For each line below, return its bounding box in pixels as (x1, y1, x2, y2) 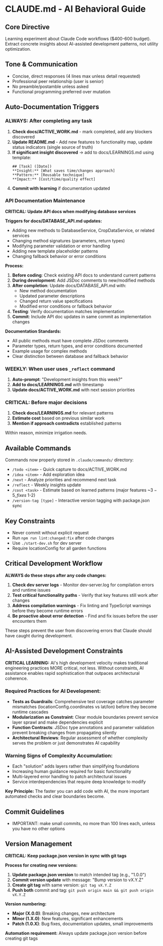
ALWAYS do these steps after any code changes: (5, 572, 106, 578)
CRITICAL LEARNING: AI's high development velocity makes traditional (5, 660, 148, 666)
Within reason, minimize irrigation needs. (5, 430, 87, 436)
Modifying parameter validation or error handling (12, 243, 110, 249)
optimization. (5, 46, 31, 52)
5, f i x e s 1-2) (12, 493, 36, 498)
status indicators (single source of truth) (12, 144, 93, 150)
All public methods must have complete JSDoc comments (12, 337, 128, 343)
